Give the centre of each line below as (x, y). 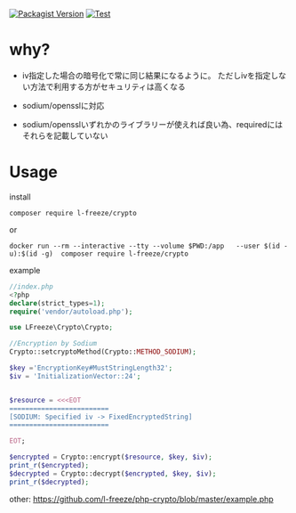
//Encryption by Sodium (53, 344)
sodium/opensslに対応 (63, 105)
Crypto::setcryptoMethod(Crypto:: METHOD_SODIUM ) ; (103, 352)
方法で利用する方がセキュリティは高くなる (108, 86)
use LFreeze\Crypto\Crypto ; (61, 328)
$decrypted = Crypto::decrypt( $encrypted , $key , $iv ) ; (113, 473)
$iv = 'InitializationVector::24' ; (75, 376)
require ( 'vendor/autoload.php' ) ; (71, 312)
